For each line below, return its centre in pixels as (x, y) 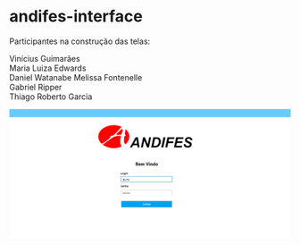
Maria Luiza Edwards (48, 68)
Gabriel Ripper (36, 87)
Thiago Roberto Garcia (51, 97)
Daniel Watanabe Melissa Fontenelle (76, 77)
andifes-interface (76, 17)
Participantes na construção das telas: (80, 41)
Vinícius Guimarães (45, 58)
